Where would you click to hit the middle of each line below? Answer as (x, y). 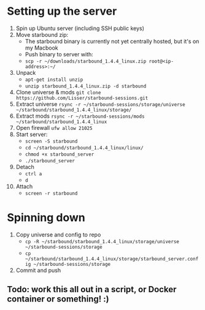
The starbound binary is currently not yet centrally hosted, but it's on (112, 41)
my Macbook (42, 48)
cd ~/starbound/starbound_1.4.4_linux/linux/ (84, 148)
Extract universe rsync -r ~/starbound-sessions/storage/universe (101, 104)
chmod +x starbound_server (60, 154)
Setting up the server (62, 11)
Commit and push (38, 270)
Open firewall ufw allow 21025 (54, 127)
